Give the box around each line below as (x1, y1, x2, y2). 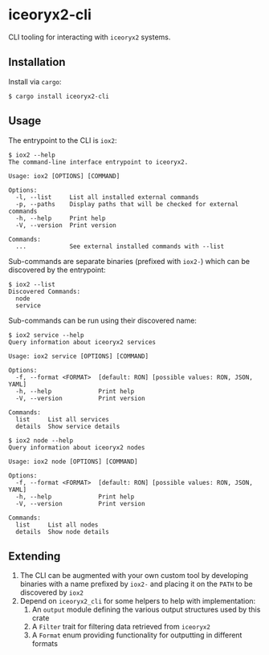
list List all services (15, 415, 110, 423)
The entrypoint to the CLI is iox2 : (8, 135, 117, 145)
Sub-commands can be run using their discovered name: (8, 315, 197, 325)
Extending (8, 549, 61, 563)
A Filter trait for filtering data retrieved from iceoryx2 (31, 622, 211, 632)
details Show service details (15, 422, 120, 430)
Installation (8, 55, 66, 69)
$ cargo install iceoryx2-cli (8, 92, 110, 100)
